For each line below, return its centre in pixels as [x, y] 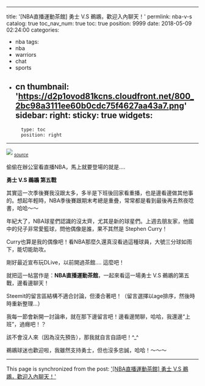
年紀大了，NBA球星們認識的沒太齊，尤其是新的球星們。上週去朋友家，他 [98, 221]
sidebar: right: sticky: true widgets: [84, 116]
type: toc [33, 129]
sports [23, 67]
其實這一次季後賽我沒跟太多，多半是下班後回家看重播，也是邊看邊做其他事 [100, 192]
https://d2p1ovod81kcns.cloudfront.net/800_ [106, 96]
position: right [41, 135]
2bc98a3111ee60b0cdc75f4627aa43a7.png [99, 106]
